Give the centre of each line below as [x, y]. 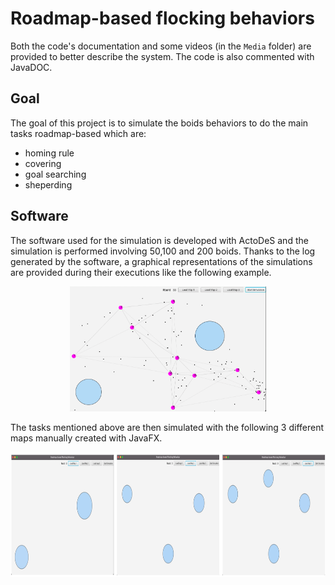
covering [43, 163]
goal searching [55, 174]
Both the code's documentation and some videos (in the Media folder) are [161, 46]
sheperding [48, 184]
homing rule [49, 153]
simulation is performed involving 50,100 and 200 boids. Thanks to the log [163, 251]
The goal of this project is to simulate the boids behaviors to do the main [159, 123]
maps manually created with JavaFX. [86, 438]
